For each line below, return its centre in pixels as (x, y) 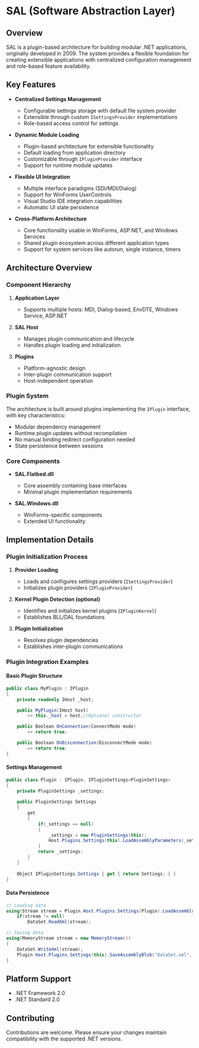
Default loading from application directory (75, 152)
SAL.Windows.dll (36, 503)
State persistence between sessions (59, 446)
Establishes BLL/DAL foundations (64, 617)
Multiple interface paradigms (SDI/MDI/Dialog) (80, 188)
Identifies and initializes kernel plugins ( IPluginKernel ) (90, 610)
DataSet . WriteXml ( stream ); (50, 949)
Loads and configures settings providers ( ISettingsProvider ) (98, 581)
